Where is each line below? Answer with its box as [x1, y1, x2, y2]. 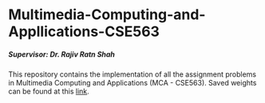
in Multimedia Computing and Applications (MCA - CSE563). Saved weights [8, 78, 257, 88]
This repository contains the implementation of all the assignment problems [8, 69, 257, 79]
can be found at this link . [8, 86, 89, 97]
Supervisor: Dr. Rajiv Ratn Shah [8, 50, 116, 59]
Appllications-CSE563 [8, 22, 160, 41]
